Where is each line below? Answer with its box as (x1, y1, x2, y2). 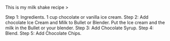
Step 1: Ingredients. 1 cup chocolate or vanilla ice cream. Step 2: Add (5, 14, 149, 20)
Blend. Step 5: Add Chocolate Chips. (5, 30, 82, 36)
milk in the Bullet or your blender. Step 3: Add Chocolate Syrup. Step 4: (5, 25, 154, 31)
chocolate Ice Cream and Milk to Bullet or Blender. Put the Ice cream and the (5, 20, 165, 25)
